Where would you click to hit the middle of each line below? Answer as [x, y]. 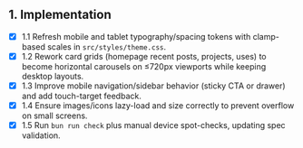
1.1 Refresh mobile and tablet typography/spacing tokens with [136, 36]
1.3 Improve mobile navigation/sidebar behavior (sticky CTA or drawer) [154, 86]
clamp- [266, 36]
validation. [41, 135]
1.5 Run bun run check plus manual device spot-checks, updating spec [154, 125]
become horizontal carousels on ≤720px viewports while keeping [144, 66]
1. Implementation [60, 15]
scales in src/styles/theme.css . [107, 46]
